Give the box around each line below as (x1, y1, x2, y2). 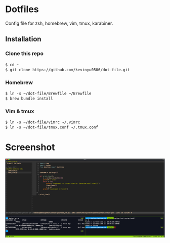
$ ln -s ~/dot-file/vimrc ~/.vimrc (5, 120, 80, 125)
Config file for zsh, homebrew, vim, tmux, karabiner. (5, 20, 113, 26)
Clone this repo (5, 50, 44, 57)
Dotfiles (5, 4, 39, 15)
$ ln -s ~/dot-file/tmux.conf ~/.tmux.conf (5, 125, 99, 130)
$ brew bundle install (5, 96, 53, 101)
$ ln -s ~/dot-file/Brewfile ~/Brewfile (5, 91, 92, 96)
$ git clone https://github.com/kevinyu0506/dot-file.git (5, 67, 130, 72)
